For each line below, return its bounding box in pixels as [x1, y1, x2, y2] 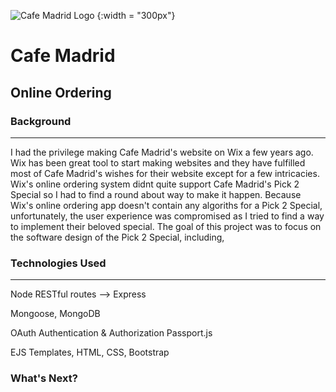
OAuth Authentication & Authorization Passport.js [10, 327, 213, 339]
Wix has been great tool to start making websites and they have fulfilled [10, 156, 306, 169]
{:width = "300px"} [96, 10, 176, 21]
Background [10, 114, 72, 128]
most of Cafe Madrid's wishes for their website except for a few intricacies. [10, 167, 320, 179]
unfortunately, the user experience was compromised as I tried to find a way [10, 210, 325, 222]
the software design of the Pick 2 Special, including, [10, 231, 225, 243]
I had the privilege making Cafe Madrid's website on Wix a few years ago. [10, 146, 314, 158]
